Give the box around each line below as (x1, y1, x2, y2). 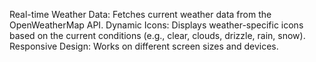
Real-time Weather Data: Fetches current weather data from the (9, 9, 272, 20)
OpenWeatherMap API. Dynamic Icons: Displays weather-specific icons (9, 19, 304, 31)
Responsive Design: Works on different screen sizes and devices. (9, 40, 279, 52)
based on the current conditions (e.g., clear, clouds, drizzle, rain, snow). (9, 30, 306, 41)
